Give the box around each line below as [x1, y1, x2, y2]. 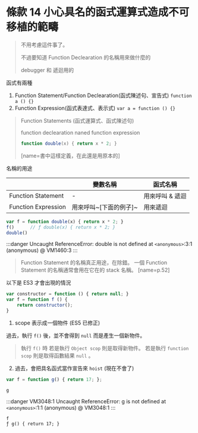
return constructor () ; [17, 302, 73, 309]
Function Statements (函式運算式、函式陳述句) [20, 117, 134, 124]
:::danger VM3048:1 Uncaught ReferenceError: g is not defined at [6, 397, 166, 405]
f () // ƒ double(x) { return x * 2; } [6, 224, 116, 230]
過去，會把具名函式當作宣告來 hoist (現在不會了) [14, 365, 134, 372]
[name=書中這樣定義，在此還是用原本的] [20, 152, 120, 159]
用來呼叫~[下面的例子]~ [71, 203, 138, 211]
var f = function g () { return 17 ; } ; [6, 376, 102, 382]
